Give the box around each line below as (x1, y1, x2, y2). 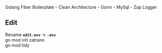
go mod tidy (5, 42, 30, 48)
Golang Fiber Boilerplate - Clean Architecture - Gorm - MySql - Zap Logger (5, 4, 158, 10)
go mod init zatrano (5, 37, 45, 43)
